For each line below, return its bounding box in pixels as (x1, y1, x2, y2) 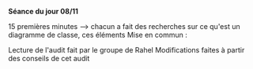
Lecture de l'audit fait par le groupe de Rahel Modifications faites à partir (8, 45, 245, 54)
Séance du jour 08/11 (8, 7, 79, 16)
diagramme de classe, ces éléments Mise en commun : (8, 31, 188, 39)
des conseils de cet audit (8, 54, 90, 63)
